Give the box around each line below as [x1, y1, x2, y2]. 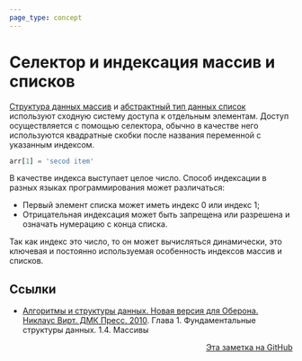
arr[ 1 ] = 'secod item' [9, 157, 94, 166]
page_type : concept [9, 13, 83, 23]
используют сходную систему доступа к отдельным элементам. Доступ [9, 110, 289, 122]
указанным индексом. [9, 139, 95, 149]
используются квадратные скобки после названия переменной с [9, 130, 262, 140]
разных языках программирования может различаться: [9, 182, 226, 194]
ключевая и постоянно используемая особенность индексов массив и [9, 246, 282, 257]
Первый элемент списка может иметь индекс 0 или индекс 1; [22, 200, 261, 211]
